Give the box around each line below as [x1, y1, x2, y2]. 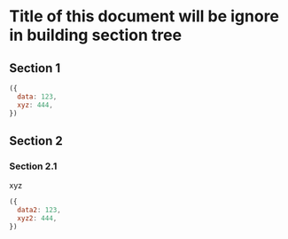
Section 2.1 [9, 160, 58, 172]
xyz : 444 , [17, 100, 53, 109]
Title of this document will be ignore [9, 6, 279, 27]
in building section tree [9, 25, 183, 45]
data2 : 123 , [17, 206, 62, 215]
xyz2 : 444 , [17, 213, 58, 223]
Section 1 [9, 60, 60, 76]
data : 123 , [17, 92, 58, 101]
